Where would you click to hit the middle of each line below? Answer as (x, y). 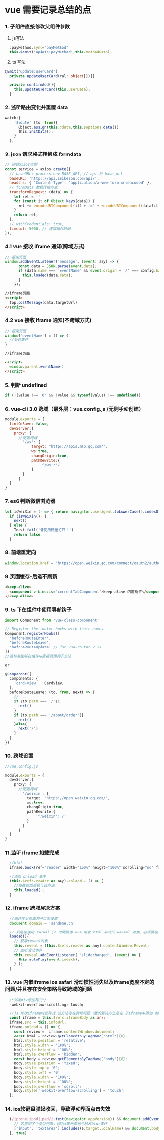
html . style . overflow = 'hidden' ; (48, 1054)
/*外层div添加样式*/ (28, 1000)
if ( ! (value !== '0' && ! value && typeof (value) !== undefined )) (73, 395)
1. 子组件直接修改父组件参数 (38, 26)
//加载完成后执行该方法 (34, 885)
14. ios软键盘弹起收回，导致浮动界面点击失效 (58, 1109)
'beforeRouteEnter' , (30, 638)
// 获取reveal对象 (31, 941)
